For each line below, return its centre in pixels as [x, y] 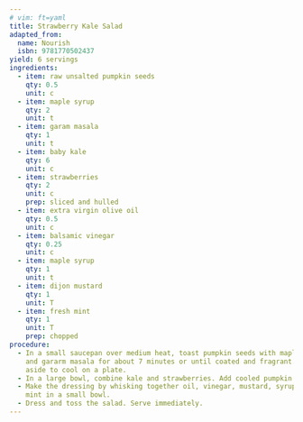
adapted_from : [36, 34]
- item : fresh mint [54, 311]
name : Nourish [44, 43]
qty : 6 [38, 160]
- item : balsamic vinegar [66, 235]
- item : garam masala [58, 127]
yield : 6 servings [44, 60]
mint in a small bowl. [68, 395]
